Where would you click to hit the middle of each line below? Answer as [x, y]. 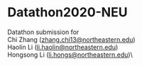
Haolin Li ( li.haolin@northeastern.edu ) [63, 47]
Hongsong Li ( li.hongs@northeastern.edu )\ [70, 55]
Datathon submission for [43, 32]
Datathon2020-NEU [67, 12]
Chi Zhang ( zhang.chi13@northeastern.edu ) [72, 39]
